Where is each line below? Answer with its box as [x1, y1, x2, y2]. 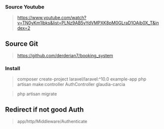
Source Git [5, 40, 38, 48]
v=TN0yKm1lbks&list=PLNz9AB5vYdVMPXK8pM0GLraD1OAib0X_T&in [17, 20, 159, 26]
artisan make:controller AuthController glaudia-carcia [17, 82, 126, 87]
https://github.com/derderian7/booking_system [17, 53, 113, 59]
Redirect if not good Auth [5, 105, 84, 114]
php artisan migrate [17, 91, 57, 97]
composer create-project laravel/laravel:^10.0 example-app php [17, 76, 146, 82]
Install [5, 65, 21, 72]
